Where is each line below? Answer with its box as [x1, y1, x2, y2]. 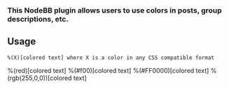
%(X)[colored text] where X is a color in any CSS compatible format [7, 54, 215, 61]
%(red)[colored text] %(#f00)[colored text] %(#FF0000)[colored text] [7, 66, 209, 74]
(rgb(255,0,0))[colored [7, 74, 72, 82]
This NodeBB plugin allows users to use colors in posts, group [7, 6, 222, 15]
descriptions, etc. [7, 14, 69, 24]
